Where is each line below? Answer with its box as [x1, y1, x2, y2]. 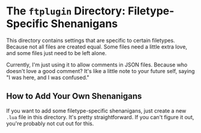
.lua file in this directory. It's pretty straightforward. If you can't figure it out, [6, 113, 194, 120]
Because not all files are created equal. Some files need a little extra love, [6, 43, 188, 50]
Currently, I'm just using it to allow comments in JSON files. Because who [6, 61, 188, 68]
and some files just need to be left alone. [6, 49, 107, 56]
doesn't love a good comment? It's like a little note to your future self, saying [6, 67, 195, 74]
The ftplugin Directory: [6, 4, 126, 18]
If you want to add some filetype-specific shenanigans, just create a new [6, 107, 187, 114]
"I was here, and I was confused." [6, 74, 90, 81]
